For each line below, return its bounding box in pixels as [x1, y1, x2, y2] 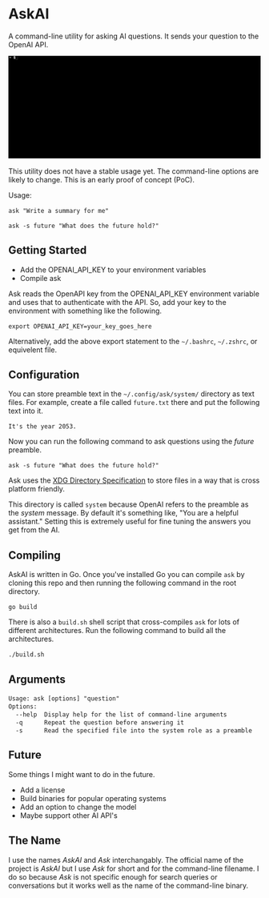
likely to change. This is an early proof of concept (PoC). [8, 174, 195, 184]
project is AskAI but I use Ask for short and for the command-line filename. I [8, 864, 259, 873]
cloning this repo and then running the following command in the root [8, 578, 237, 588]
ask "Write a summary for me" [8, 206, 110, 214]
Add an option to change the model [19, 802, 137, 812]
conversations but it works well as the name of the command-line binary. [8, 880, 249, 890]
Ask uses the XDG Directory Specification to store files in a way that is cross [8, 475, 260, 485]
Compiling [8, 548, 62, 562]
